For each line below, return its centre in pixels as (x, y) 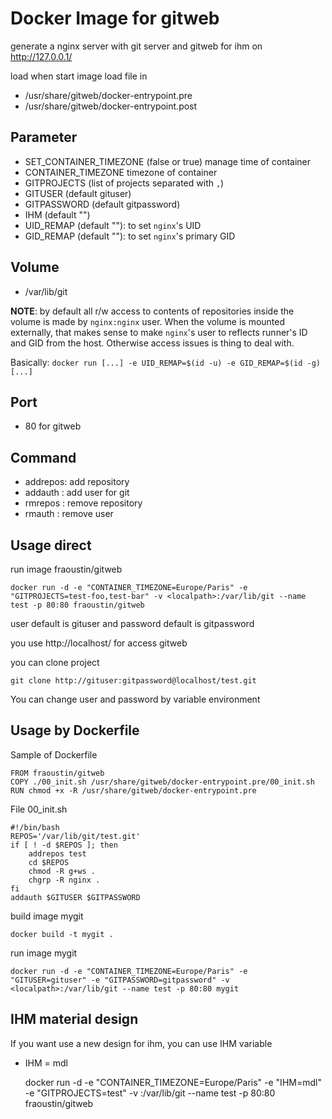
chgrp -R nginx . (64, 880)
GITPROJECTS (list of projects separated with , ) (124, 183)
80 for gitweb (53, 426)
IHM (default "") (57, 214)
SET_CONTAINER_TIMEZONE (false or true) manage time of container (168, 161)
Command (43, 457)
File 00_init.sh (39, 809)
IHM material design (74, 1019)
